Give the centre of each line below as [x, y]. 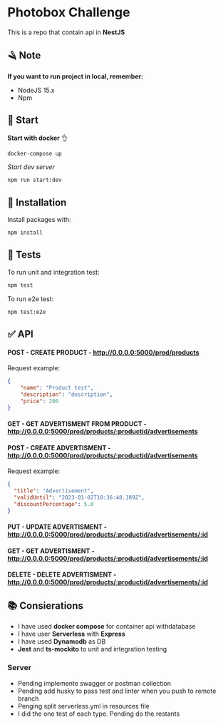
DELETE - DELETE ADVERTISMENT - [62, 574]
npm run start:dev [35, 180]
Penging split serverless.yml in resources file [83, 706]
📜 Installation [37, 202]
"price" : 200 [40, 401]
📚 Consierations [46, 605]
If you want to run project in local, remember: [76, 76]
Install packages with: [39, 220]
